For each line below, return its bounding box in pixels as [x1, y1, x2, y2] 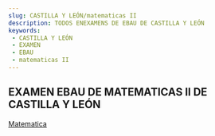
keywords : [8, 26, 41, 34]
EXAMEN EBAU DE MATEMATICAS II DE [8, 85, 208, 99]
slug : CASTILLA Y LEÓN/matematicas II [8, 11, 137, 20]
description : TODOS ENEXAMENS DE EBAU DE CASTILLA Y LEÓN [8, 19, 205, 27]
